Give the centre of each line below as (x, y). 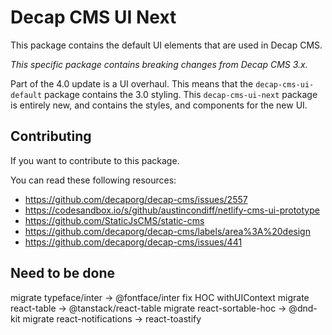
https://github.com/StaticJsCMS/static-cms (114, 220)
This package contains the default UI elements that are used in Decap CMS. (166, 45)
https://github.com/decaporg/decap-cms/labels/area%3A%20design (167, 231)
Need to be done (62, 273)
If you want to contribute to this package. (95, 160)
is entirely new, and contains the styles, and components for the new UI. (159, 105)
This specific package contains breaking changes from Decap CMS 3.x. (159, 64)
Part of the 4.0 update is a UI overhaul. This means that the (132, 83)
